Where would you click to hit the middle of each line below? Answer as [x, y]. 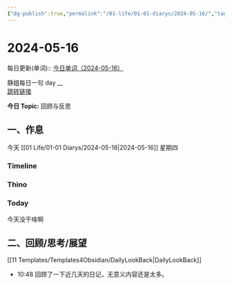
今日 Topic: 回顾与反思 [39, 106]
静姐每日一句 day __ [35, 82]
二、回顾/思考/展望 [47, 243]
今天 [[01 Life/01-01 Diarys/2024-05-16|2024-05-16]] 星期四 [93, 148]
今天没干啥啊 [25, 219]
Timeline [22, 166]
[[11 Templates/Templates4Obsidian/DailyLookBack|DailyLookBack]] [104, 260]
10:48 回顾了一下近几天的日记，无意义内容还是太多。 [92, 275]
